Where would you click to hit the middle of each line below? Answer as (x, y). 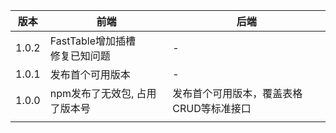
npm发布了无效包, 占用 (103, 93)
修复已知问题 (80, 56)
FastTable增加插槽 (93, 41)
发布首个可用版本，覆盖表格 (237, 93)
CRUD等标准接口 (212, 108)
